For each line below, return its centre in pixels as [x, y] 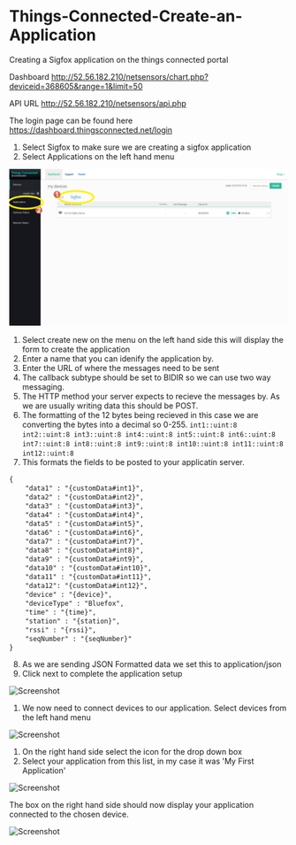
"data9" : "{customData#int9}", [84, 560]
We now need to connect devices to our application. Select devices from [154, 708]
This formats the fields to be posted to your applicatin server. [133, 462]
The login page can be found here [71, 120]
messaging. [43, 387]
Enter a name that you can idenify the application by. [118, 359]
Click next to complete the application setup [102, 674]
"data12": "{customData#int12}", [87, 586]
